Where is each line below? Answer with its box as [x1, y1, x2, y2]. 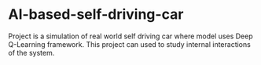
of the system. [8, 48, 55, 57]
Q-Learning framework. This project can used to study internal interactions [8, 39, 252, 49]
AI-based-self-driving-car [8, 5, 184, 23]
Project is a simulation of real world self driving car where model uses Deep [8, 31, 253, 41]
